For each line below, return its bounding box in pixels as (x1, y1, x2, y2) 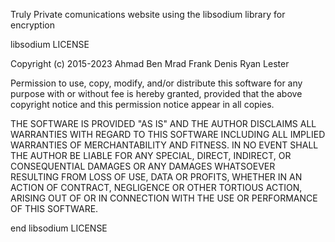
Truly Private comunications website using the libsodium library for (10, 9, 286, 20)
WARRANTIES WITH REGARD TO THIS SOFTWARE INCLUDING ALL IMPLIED (10, 129, 326, 140)
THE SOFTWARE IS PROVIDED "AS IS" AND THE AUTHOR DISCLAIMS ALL (10, 118, 317, 129)
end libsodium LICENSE (10, 222, 108, 234)
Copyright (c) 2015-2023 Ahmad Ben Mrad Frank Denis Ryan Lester (10, 58, 290, 69)
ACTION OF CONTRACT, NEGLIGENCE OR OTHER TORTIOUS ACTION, (10, 182, 303, 193)
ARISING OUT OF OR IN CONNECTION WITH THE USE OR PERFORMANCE (10, 192, 318, 204)
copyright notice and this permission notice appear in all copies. (10, 99, 275, 110)
